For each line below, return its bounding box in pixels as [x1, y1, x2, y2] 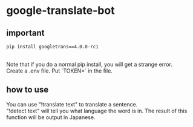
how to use [6, 85, 49, 95]
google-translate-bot [6, 4, 115, 18]
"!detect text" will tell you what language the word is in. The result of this [6, 107, 188, 114]
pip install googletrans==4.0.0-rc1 [6, 44, 99, 50]
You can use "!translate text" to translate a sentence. [6, 100, 138, 108]
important [6, 28, 45, 38]
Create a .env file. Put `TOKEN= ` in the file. [6, 67, 113, 74]
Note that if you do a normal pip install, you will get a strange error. [6, 61, 172, 68]
